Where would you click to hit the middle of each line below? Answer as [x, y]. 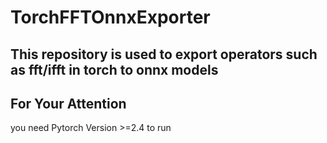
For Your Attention [68, 103]
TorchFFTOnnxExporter [110, 17]
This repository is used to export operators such [164, 54]
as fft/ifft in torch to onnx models [114, 69]
